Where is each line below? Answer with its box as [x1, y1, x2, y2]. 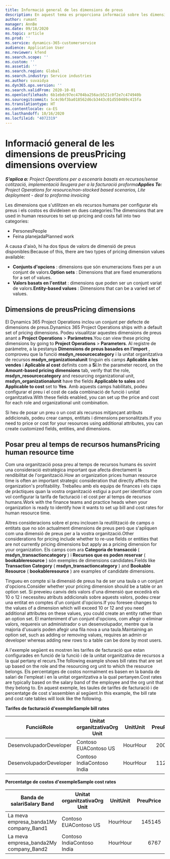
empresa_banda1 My [8, 818, 57, 826]
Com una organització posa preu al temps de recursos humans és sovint [5, 462, 156, 468]
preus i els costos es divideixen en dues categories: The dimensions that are [5, 207, 163, 213]
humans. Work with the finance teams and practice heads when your [5, 499, 148, 505]
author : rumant [5, 17, 37, 22]
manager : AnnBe [5, 21, 37, 27]
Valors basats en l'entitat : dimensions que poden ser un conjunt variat [12, 280, 162, 286]
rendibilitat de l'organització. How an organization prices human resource [5, 472, 157, 478]
